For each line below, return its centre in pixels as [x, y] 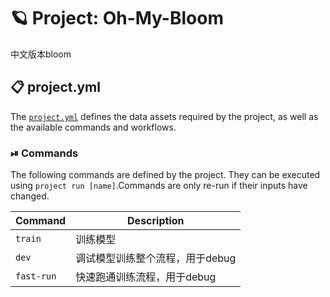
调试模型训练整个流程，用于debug [156, 258]
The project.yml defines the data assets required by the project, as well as [164, 116]
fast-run [36, 276]
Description [156, 221]
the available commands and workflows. [93, 127]
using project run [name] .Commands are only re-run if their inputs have [159, 186]
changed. [30, 196]
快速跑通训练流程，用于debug [146, 277]
